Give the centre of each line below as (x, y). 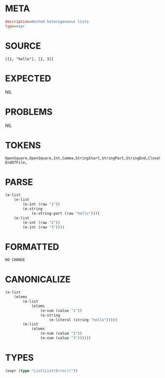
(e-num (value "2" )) (61, 334)
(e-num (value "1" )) (61, 310)
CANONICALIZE (38, 279)
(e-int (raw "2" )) (41, 222)
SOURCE (23, 46)
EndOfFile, (16, 162)
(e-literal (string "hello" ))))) (83, 320)
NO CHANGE (15, 260)
